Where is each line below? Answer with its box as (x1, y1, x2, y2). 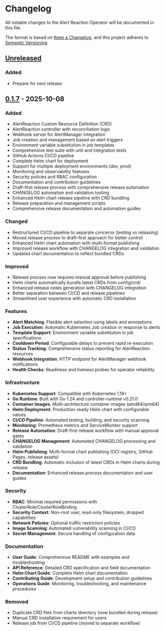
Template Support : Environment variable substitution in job (12, 329, 134, 336)
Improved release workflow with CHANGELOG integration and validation (12, 245, 160, 251)
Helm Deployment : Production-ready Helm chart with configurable (12, 406, 150, 412)
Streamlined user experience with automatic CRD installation (12, 295, 136, 301)
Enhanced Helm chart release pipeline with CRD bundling (12, 195, 130, 201)
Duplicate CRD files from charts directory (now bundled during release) (12, 610, 158, 616)
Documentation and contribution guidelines (12, 179, 101, 185)
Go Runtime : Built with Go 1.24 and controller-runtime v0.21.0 (12, 396, 138, 402)
